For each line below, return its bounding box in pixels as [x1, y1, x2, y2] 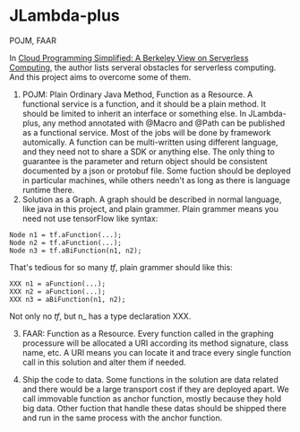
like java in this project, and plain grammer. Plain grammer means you [21, 203, 279, 214]
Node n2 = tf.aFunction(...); [9, 238, 123, 247]
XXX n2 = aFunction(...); [9, 287, 106, 296]
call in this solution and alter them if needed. [21, 357, 186, 367]
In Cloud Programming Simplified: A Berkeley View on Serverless [9, 52, 249, 63]
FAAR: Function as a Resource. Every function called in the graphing [21, 328, 274, 339]
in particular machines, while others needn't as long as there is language [21, 174, 291, 185]
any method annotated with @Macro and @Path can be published [42, 118, 286, 128]
